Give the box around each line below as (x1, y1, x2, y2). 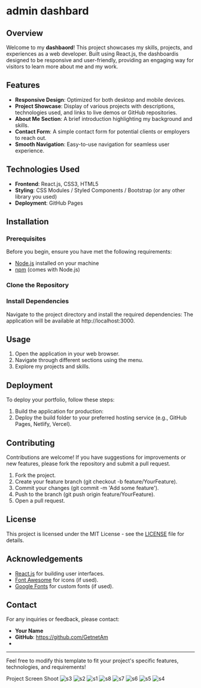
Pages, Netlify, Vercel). (14, 421, 72, 428)
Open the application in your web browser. (14, 350, 120, 357)
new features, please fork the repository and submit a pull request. (6, 459, 170, 467)
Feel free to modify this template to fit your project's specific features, (6, 657, 179, 665)
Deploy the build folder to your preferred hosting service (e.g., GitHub (14, 414, 187, 421)
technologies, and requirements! (6, 663, 86, 671)
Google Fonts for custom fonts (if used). (14, 582, 114, 590)
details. (6, 537, 25, 544)
